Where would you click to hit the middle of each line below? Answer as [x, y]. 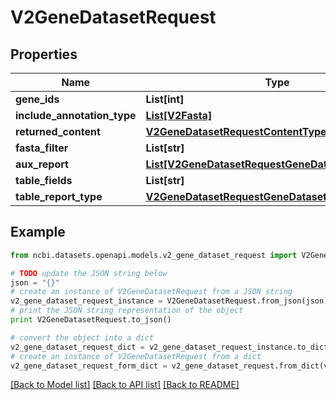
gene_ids [37, 99]
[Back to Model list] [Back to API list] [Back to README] [125, 385]
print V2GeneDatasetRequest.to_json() [91, 320]
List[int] [165, 99]
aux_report [42, 164]
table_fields [44, 180]
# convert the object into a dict [82, 337]
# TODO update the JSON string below [89, 273]
